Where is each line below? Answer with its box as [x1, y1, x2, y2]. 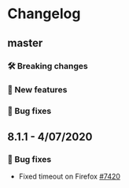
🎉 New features [7, 85, 68, 96]
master [7, 36, 43, 50]
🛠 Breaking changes [7, 60, 88, 71]
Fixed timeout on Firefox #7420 [18, 171, 121, 182]
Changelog [7, 5, 81, 23]
